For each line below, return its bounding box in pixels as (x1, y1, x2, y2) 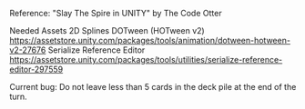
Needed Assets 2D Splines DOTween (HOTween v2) (9, 25, 205, 35)
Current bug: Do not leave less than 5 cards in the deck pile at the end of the (9, 82, 297, 92)
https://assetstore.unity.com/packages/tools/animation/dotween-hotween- (9, 35, 291, 45)
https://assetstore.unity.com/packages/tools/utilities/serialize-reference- (9, 54, 283, 64)
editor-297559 (9, 64, 64, 74)
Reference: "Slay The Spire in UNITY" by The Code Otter (9, 8, 222, 18)
